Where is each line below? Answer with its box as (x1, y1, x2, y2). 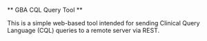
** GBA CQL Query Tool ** (7, 6, 83, 14)
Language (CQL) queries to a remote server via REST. (7, 27, 160, 34)
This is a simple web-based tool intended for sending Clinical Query (7, 19, 200, 27)
